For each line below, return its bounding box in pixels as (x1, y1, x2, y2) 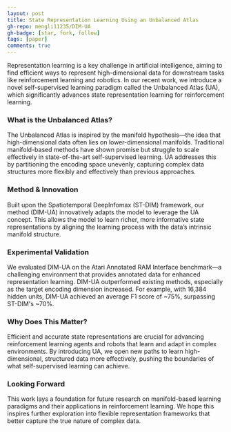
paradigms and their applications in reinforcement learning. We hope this (7, 402, 214, 411)
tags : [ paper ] (7, 36, 48, 43)
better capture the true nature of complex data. (7, 417, 141, 425)
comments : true (7, 42, 51, 49)
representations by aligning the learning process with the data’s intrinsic (7, 223, 212, 231)
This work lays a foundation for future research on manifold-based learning (7, 395, 221, 403)
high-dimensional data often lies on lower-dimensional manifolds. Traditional (7, 138, 224, 147)
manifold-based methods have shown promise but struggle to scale (7, 146, 200, 154)
